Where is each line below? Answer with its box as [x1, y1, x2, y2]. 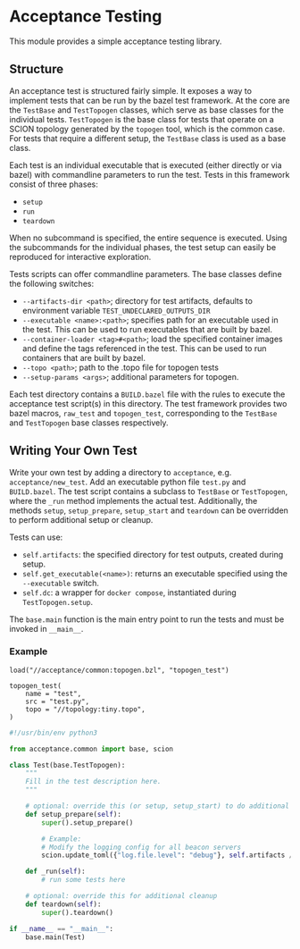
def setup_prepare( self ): [25, 810, 122, 819]
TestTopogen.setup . [21, 596, 94, 607]
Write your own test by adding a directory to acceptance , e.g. [9, 466, 232, 477]
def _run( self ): [25, 867, 87, 877]
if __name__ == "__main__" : [9, 924, 114, 933]
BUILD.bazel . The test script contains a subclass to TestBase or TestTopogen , [9, 485, 288, 497]
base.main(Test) [25, 932, 87, 942]
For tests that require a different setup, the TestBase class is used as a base [9, 132, 287, 144]
